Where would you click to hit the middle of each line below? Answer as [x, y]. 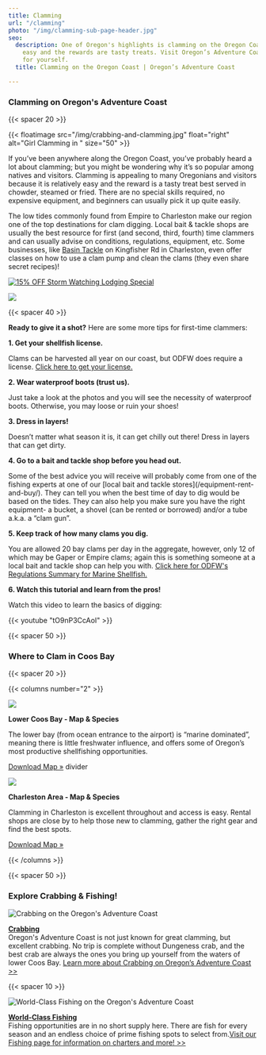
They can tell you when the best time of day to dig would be [142, 493]
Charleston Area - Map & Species [64, 797]
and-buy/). [26, 493]
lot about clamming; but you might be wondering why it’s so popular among [131, 167]
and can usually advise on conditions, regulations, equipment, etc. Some [127, 241]
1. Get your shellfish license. [55, 343]
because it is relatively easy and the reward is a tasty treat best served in [127, 184]
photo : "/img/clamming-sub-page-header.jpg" [83, 30]
